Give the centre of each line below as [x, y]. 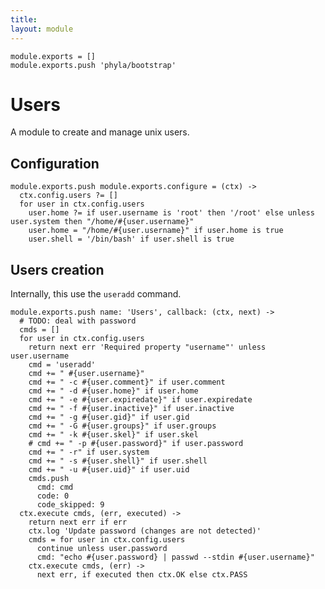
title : [24, 19]
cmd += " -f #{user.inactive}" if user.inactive [131, 409]
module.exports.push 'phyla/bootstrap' [93, 65]
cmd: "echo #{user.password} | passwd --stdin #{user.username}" [175, 557]
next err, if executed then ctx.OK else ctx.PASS [142, 575]
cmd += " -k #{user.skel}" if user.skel [113, 435]
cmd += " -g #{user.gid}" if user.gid [109, 417]
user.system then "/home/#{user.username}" [102, 222]
